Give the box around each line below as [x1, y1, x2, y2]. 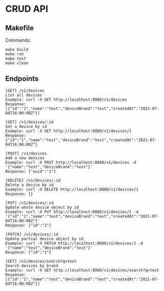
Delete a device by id [5, 182, 54, 187]
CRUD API [5, 3, 49, 15]
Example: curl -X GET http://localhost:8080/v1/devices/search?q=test [5, 267, 159, 273]
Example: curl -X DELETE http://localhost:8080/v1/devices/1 [5, 187, 139, 192]
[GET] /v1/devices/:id [5, 119, 54, 125]
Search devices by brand [5, 263, 58, 268]
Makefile [5, 24, 34, 32]
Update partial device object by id [5, 236, 84, 241]
